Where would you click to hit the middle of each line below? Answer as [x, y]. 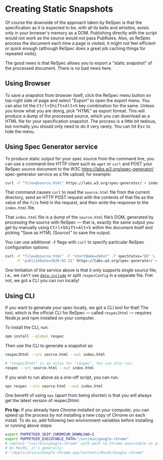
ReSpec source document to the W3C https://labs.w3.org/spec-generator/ [79, 169]
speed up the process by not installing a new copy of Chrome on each [75, 415]
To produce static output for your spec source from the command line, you [80, 158]
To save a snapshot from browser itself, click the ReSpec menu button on [78, 95]
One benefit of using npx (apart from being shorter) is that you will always [78, 395]
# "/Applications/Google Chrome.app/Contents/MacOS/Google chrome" [75, 452]
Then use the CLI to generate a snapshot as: [49, 345]
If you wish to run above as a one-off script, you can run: [62, 377]
